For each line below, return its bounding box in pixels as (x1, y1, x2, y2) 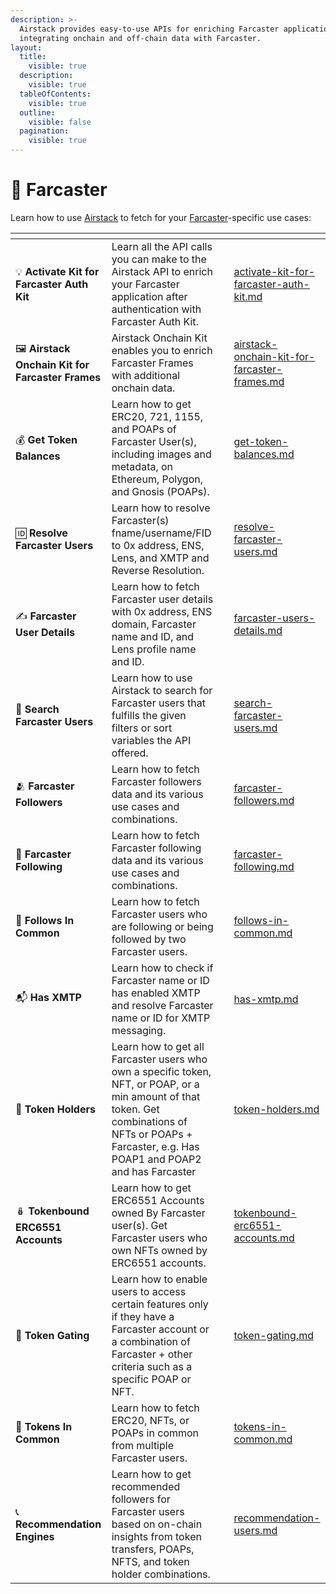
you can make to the (111, 252, 207, 266)
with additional (111, 368, 181, 382)
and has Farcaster (111, 1164, 197, 1178)
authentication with (111, 302, 202, 316)
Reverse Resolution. (111, 563, 205, 577)
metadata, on (111, 459, 174, 473)
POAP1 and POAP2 (111, 1152, 202, 1166)
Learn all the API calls (111, 239, 213, 253)
